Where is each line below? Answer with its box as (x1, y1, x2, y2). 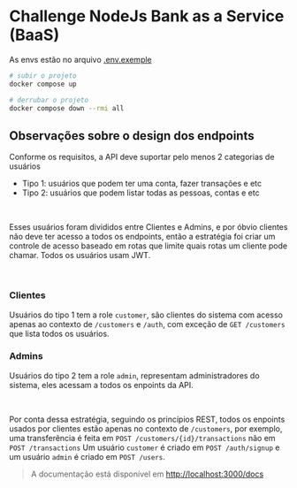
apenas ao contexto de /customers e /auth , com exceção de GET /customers (9, 318, 286, 329)
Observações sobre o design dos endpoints (9, 128, 255, 143)
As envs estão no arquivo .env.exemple (9, 54, 152, 65)
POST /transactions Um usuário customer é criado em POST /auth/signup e (9, 442, 280, 453)
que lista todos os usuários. (9, 328, 110, 339)
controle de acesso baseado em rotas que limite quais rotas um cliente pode (9, 240, 288, 251)
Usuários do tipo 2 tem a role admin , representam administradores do (9, 370, 260, 381)
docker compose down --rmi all (9, 103, 125, 112)
